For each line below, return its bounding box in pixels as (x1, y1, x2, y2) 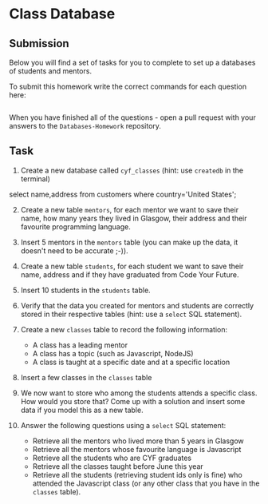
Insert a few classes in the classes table (20, 372, 152, 382)
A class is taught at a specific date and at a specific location (32, 357, 231, 367)
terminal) (20, 173, 51, 184)
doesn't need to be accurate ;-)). (20, 245, 128, 256)
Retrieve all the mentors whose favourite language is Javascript (32, 444, 242, 454)
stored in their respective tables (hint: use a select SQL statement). (20, 309, 242, 319)
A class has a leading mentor (32, 340, 128, 350)
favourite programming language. (20, 221, 131, 232)
